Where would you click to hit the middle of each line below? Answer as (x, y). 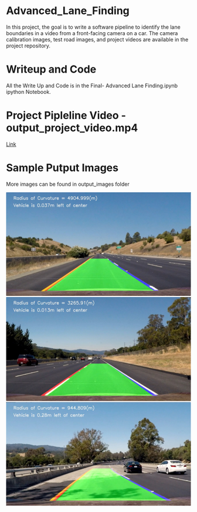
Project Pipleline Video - (66, 116)
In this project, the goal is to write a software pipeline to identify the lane (93, 27)
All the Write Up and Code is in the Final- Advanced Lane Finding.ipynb (92, 86)
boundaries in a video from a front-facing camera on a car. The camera (92, 33)
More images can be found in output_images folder (68, 184)
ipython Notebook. (28, 91)
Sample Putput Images (62, 168)
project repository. (28, 46)
